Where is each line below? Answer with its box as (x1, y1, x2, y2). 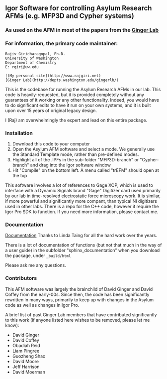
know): (5, 322, 19, 328)
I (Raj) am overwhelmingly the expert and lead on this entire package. (5, 117, 148, 123)
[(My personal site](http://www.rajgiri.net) (5, 73, 101, 78)
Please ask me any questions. (5, 262, 66, 268)
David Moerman (12, 369, 46, 375)
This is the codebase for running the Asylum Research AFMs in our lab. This (5, 86, 161, 92)
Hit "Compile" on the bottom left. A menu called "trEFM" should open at (12, 167, 159, 173)
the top (12, 172, 27, 178)
